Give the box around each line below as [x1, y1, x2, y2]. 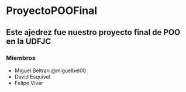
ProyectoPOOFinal [6, 4, 98, 17]
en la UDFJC [6, 36, 51, 46]
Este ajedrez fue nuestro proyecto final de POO [6, 27, 181, 37]
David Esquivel [14, 73, 51, 80]
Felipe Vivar [14, 79, 44, 86]
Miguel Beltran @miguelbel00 [14, 67, 87, 74]
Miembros [6, 54, 36, 62]
